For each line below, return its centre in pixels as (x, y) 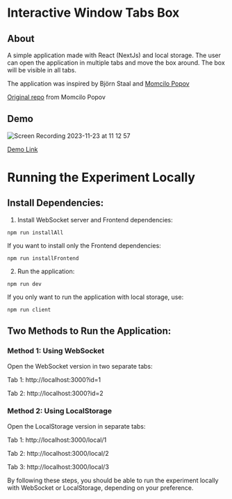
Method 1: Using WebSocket (56, 351)
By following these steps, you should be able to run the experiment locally (113, 480)
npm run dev (24, 284)
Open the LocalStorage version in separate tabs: (76, 426)
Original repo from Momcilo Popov (57, 97)
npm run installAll (35, 232)
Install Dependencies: (56, 203)
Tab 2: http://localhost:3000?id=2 (55, 393)
